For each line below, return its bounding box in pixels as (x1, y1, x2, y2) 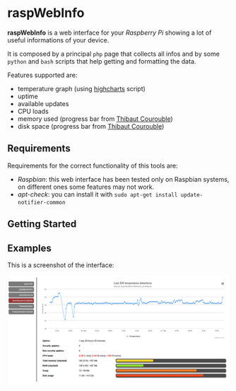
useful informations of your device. (7, 35, 110, 44)
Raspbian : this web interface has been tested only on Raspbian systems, (17, 175, 230, 183)
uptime (17, 92, 39, 100)
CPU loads (17, 107, 49, 115)
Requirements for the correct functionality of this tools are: (7, 161, 178, 170)
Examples (7, 242, 52, 254)
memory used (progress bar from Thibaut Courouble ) (17, 115, 173, 123)
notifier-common (17, 199, 66, 206)
